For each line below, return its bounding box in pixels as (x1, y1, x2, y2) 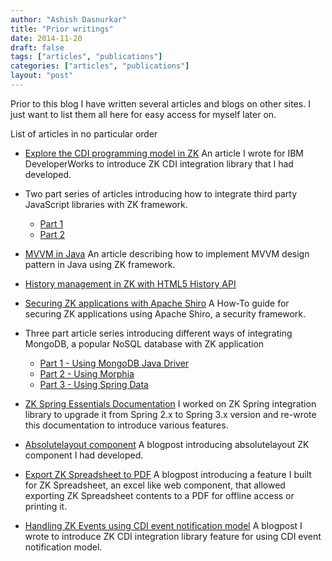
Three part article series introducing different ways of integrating (24, 327, 293, 339)
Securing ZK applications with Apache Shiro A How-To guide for (24, 297, 290, 309)
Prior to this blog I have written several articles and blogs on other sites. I (10, 97, 311, 110)
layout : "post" (10, 71, 74, 81)
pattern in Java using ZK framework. (24, 258, 176, 270)
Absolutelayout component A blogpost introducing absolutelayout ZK (24, 438, 310, 450)
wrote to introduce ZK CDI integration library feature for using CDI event (24, 530, 322, 542)
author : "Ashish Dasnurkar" (10, 14, 128, 25)
